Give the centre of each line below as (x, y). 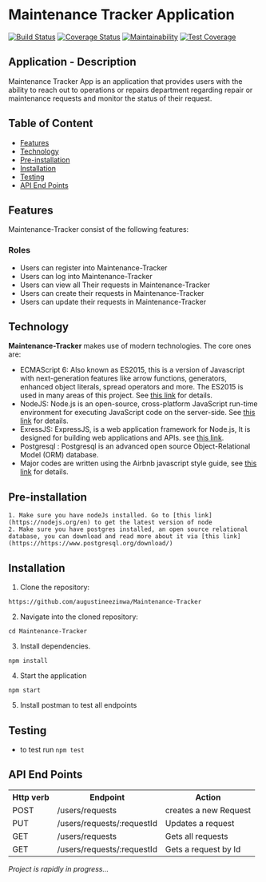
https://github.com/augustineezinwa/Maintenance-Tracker (105, 602)
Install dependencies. (55, 646)
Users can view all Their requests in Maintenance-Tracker (115, 285)
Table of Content (51, 124)
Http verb (31, 797)
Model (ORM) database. (59, 455)
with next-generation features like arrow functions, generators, (123, 378)
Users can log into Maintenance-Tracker (86, 276)
